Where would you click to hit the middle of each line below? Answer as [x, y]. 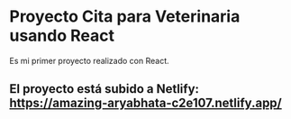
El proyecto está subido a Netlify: [105, 89]
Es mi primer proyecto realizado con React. [89, 60]
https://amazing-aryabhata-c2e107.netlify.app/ [145, 103]
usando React [62, 36]
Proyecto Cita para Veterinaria [125, 17]
